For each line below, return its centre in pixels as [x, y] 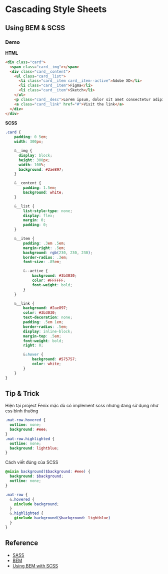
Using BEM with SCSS [35, 565]
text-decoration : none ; [48, 317]
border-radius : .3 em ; [46, 257]
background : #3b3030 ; [54, 276]
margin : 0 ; [34, 220]
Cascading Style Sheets [56, 9]
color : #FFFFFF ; [49, 280]
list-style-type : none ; [48, 211]
